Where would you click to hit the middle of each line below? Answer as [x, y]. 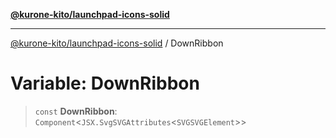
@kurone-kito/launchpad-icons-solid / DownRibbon [117, 43]
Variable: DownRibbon [105, 83]
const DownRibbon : [76, 111]
